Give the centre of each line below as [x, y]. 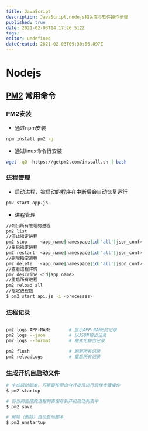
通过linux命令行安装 [38, 151]
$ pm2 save [19, 406]
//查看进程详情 [22, 269]
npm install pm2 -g [30, 139]
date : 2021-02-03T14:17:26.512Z [45, 28]
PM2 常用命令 [31, 96]
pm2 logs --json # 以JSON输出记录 [56, 336]
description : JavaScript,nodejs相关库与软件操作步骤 [67, 17]
